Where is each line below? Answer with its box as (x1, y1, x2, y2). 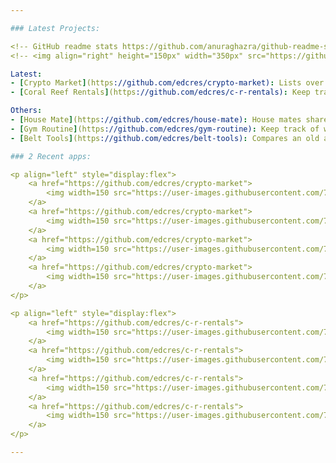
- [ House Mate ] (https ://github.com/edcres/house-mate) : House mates (10, 115, 302, 125)
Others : (10, 106, 43, 116)
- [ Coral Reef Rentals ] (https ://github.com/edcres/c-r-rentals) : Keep (10, 87, 311, 98)
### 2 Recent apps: (10, 151, 92, 161)
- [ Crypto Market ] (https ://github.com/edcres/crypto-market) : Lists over (10, 78, 325, 88)
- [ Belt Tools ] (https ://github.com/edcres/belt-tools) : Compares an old (10, 133, 320, 143)
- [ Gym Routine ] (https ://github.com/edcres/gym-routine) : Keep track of (10, 124, 320, 134)
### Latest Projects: (10, 23, 101, 33)
